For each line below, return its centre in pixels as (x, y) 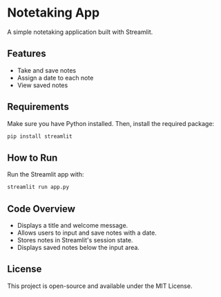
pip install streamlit (40, 136)
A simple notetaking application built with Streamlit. (80, 32)
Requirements (38, 107)
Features (27, 54)
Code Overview (41, 209)
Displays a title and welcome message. (73, 225)
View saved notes (42, 85)
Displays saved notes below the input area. (78, 247)
